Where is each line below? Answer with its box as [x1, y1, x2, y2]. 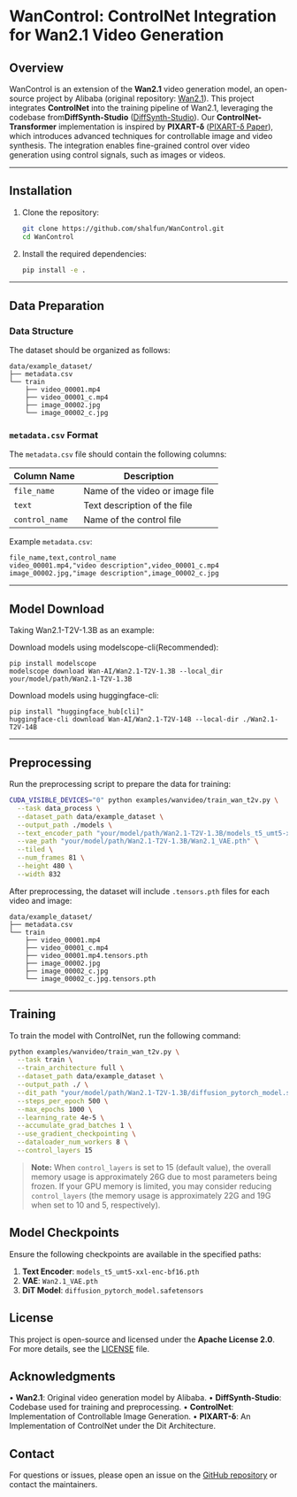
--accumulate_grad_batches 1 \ [17, 1122, 133, 1130]
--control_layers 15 [17, 1146, 93, 1155]
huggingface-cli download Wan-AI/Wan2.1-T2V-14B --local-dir [9, 715, 240, 724]
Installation [9, 183, 72, 198]
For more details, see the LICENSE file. [9, 1343, 150, 1354]
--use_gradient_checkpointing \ [17, 1130, 137, 1138]
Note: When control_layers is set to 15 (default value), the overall [30, 1161, 271, 1172]
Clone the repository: [21, 206, 100, 218]
